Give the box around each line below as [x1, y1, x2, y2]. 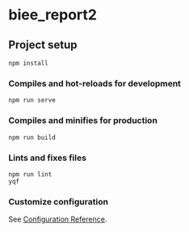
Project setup [8, 38, 78, 52]
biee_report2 [8, 6, 97, 24]
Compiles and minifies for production [8, 115, 157, 126]
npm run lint [8, 170, 52, 179]
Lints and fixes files [8, 152, 87, 163]
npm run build [8, 133, 57, 141]
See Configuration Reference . [8, 214, 107, 224]
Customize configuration [8, 196, 109, 207]
